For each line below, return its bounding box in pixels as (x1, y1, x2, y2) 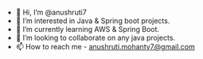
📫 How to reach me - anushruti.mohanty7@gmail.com (15, 42, 195, 51)
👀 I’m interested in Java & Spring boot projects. (15, 16, 170, 26)
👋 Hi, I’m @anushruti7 (15, 8, 88, 17)
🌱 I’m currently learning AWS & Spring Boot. (15, 25, 160, 33)
